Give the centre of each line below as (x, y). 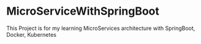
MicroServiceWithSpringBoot (83, 11)
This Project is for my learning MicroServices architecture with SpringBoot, (101, 28)
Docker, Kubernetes (32, 34)
